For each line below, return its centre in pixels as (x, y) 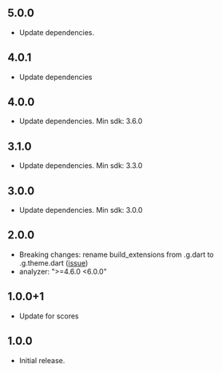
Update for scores (49, 316)
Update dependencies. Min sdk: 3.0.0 (81, 210)
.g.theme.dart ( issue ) (54, 262)
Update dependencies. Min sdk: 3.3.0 (81, 166)
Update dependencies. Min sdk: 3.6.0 (81, 121)
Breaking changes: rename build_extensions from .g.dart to (116, 254)
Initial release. (42, 360)
